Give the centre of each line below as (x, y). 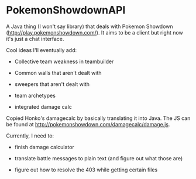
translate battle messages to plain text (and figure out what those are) (99, 158)
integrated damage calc (43, 106)
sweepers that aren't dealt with (52, 84)
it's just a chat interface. (35, 39)
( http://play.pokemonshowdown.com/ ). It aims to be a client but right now (94, 32)
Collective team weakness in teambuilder (64, 61)
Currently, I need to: (30, 136)
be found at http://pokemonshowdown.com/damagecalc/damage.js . (88, 124)
